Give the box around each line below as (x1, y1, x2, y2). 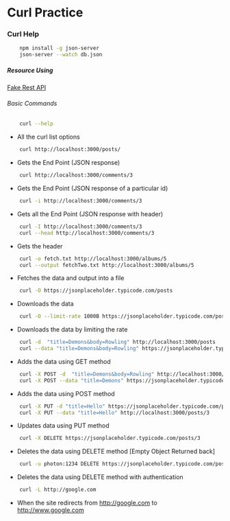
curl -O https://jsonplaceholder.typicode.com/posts (19, 287, 173, 294)
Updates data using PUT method (16, 421, 110, 430)
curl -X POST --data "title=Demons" (19, 377, 125, 384)
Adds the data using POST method (16, 389, 115, 397)
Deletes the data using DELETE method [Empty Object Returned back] (16, 448, 216, 456)
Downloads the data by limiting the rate (16, 325, 128, 334)
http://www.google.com (16, 506, 84, 514)
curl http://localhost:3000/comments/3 (19, 172, 133, 179)
